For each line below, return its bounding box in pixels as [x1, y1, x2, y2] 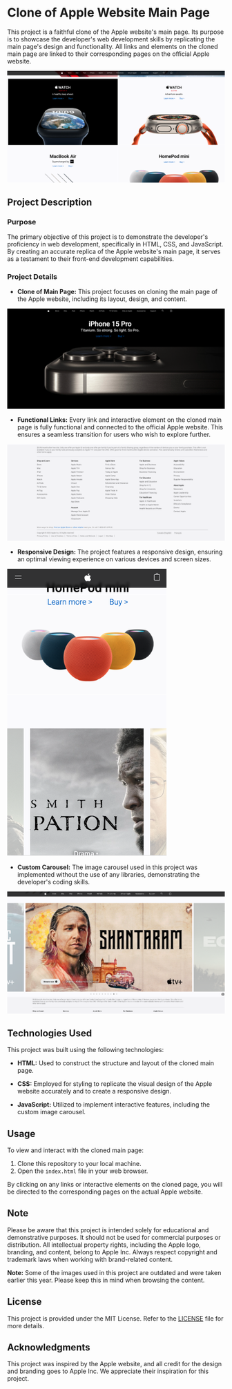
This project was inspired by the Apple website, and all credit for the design [7, 1360, 222, 1368]
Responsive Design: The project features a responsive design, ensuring [17, 547, 223, 556]
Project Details [7, 271, 57, 281]
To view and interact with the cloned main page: [7, 1146, 144, 1154]
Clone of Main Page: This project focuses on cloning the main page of [17, 288, 217, 296]
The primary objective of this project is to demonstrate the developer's [7, 233, 209, 241]
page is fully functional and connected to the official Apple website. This [17, 423, 223, 431]
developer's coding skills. [17, 877, 90, 886]
